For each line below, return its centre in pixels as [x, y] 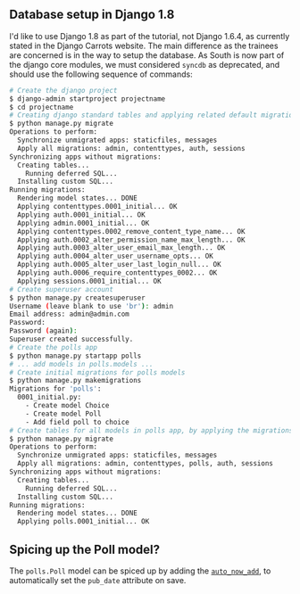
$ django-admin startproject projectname [87, 99]
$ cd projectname [42, 107]
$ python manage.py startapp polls [75, 356]
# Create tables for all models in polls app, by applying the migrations [151, 430]
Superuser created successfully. [71, 339]
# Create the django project [63, 90]
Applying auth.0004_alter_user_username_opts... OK [116, 256]
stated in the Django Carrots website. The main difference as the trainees [144, 45]
